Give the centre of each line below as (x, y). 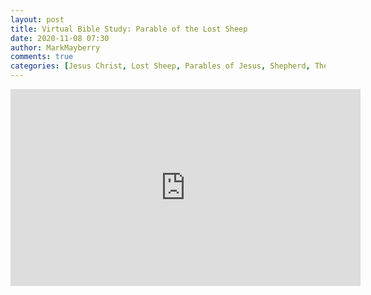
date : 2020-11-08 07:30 (60, 38)
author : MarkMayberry (55, 47)
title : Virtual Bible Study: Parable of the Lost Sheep (129, 29)
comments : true (42, 57)
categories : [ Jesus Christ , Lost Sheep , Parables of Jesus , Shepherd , (160, 66)
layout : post (37, 19)
